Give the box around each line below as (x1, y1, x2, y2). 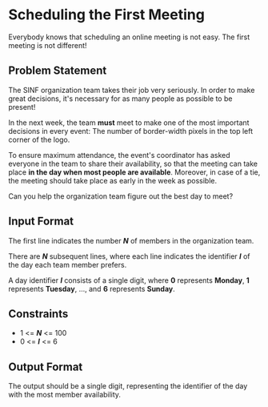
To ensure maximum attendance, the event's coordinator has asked (8, 150, 230, 159)
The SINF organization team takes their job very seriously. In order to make (8, 85, 255, 95)
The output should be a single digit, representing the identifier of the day (8, 381, 248, 391)
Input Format (8, 215, 74, 228)
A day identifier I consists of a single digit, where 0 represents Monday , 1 (8, 275, 250, 285)
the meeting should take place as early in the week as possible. (8, 175, 218, 185)
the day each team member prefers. (8, 260, 127, 269)
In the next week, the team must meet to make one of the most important (8, 118, 250, 127)
